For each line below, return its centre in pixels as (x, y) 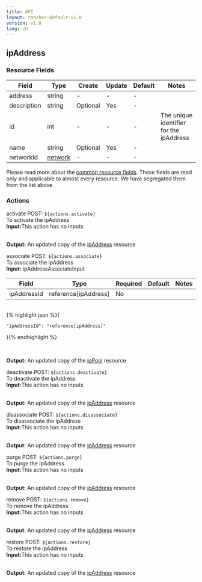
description (25, 105)
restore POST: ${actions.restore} (49, 542)
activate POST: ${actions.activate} (51, 213)
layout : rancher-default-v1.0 (44, 17)
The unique (176, 115)
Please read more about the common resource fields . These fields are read (99, 172)
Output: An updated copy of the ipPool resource (66, 361)
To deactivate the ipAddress (41, 379)
